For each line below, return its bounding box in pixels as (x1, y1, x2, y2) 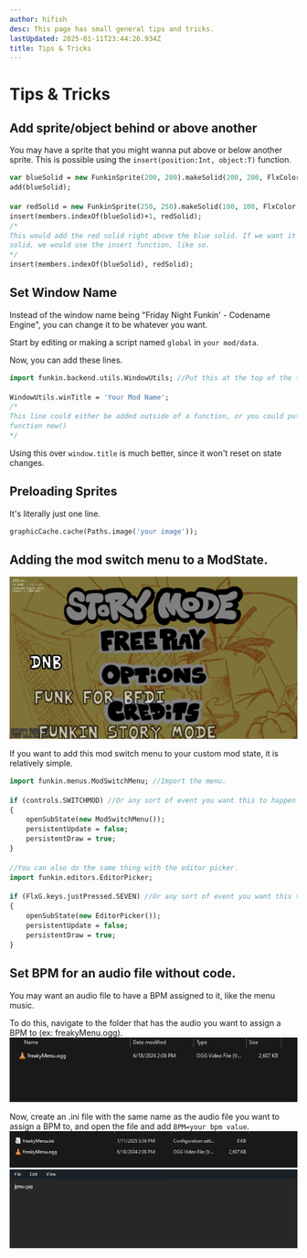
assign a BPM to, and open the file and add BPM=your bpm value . (9, 1121, 249, 1132)
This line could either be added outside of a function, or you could (9, 412, 284, 421)
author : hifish (9, 15, 68, 24)
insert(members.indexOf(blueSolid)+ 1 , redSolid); (9, 211, 203, 221)
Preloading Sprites (9, 484, 118, 500)
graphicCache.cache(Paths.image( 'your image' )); (9, 526, 198, 536)
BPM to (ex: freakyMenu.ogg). (9, 1027, 123, 1038)
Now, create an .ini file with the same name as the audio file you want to (9, 1111, 281, 1123)
